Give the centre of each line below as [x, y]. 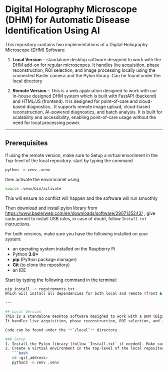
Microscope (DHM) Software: [35, 50]
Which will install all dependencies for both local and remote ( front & [84, 294]
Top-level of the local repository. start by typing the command [69, 160]
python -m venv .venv [28, 170]
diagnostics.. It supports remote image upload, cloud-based [88, 106]
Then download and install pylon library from [51, 208]
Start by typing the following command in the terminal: [61, 280]
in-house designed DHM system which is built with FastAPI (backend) [84, 96]
